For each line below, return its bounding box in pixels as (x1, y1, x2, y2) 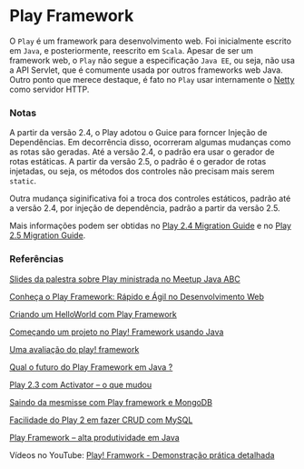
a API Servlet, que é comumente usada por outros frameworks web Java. (9, 65, 283, 75)
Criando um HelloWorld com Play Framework (9, 308, 177, 319)
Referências (9, 253, 64, 265)
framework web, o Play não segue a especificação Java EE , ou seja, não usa (9, 55, 295, 65)
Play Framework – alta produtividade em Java (9, 432, 180, 443)
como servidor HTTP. (9, 84, 90, 95)
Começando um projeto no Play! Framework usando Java (9, 326, 224, 337)
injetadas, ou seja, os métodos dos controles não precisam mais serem (9, 165, 275, 177)
